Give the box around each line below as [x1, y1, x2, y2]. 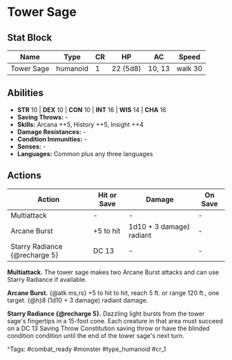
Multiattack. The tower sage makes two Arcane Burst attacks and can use [7, 267, 220, 276]
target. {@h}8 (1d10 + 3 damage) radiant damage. [7, 296, 148, 304]
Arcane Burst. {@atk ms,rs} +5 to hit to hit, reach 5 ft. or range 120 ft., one [7, 288, 220, 297]
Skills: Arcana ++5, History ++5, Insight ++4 [17, 120, 144, 129]
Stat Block [7, 32, 52, 44]
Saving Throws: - [17, 113, 68, 121]
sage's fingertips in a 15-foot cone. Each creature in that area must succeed [7, 316, 223, 325]
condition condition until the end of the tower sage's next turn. [7, 331, 185, 339]
